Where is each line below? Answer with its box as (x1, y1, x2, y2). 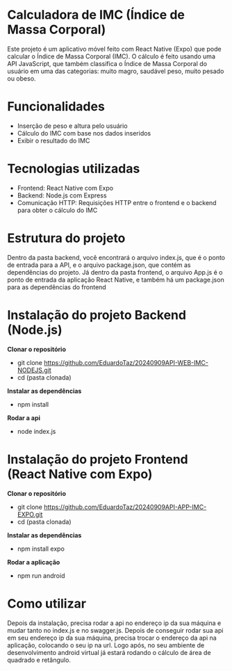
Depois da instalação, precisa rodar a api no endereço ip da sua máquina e (7, 619, 222, 627)
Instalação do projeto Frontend (7, 451, 189, 467)
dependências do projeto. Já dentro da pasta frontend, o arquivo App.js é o (7, 268, 223, 276)
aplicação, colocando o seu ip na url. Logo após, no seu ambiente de (7, 640, 205, 649)
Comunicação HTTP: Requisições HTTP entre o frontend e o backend (17, 198, 217, 207)
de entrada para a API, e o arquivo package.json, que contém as (7, 261, 191, 269)
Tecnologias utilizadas (7, 161, 140, 177)
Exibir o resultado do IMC (17, 136, 90, 145)
